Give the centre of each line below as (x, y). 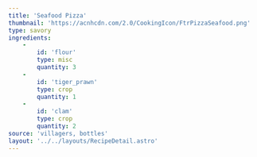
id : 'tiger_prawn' (67, 82)
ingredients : (30, 38)
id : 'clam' (55, 112)
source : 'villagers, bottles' (58, 133)
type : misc (55, 60)
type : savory (30, 30)
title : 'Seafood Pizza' (48, 15)
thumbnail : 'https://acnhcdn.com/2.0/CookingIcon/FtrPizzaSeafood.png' (129, 23)
